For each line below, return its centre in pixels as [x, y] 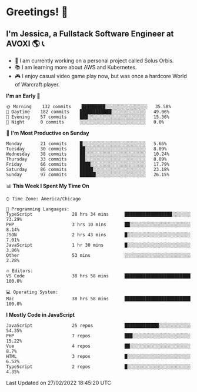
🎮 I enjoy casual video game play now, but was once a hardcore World [101, 76]
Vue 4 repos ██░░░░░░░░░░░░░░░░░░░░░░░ [98, 346]
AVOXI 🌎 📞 [25, 43]
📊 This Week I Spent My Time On [48, 186]
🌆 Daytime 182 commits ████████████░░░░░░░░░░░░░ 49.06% [88, 112]
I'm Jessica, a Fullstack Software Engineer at [90, 34]
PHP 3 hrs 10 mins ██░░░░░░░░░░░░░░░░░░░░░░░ [98, 225]
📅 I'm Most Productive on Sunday [48, 133]
